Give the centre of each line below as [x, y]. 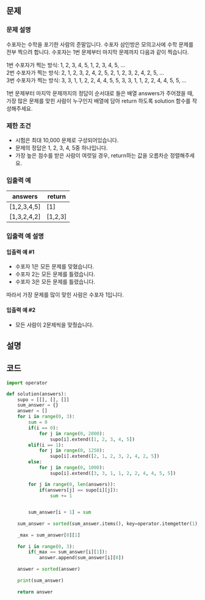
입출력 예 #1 [20, 251]
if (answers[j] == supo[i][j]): [79, 490]
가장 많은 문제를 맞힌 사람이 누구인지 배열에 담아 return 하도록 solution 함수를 [99, 101]
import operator [27, 383]
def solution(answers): [37, 394]
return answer [35, 592]
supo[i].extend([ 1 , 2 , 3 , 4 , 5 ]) [92, 439]
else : [35, 462]
